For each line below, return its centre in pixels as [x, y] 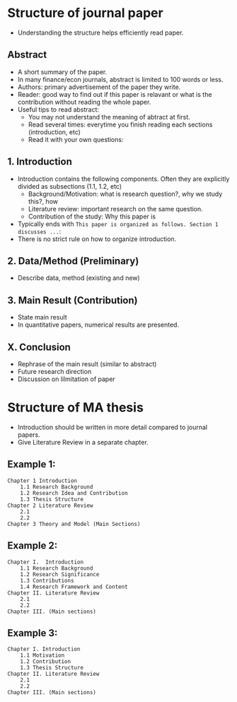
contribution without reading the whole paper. [84, 102]
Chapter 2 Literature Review [50, 505]
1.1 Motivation [42, 655]
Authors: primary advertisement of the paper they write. [99, 87]
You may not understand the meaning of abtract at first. [109, 117]
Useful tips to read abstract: [58, 109]
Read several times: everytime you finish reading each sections [120, 124]
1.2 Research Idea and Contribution [74, 493]
